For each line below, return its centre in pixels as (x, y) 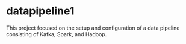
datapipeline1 (40, 11)
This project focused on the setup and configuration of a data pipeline (93, 28)
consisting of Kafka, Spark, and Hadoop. (57, 34)
